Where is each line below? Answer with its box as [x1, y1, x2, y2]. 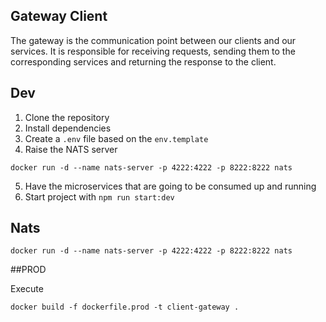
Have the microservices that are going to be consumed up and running [24, 180, 317, 192]
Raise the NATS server [24, 143, 118, 155]
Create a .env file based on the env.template [24, 132, 209, 144]
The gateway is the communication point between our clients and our [10, 34, 297, 46]
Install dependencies [24, 122, 112, 134]
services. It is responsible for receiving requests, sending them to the [10, 45, 296, 57]
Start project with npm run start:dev [24, 190, 175, 203]
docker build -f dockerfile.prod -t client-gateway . [10, 302, 240, 313]
